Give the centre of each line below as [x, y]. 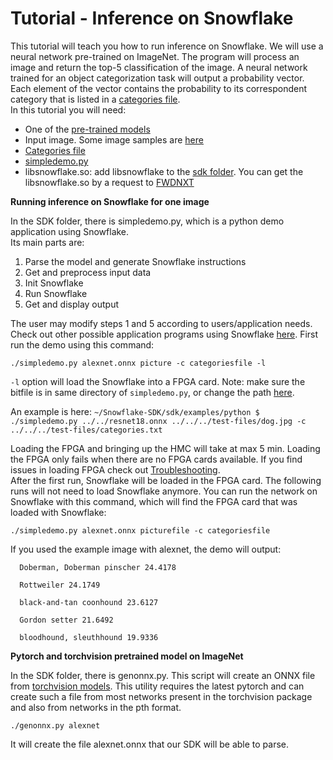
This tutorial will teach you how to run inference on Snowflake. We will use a [167, 46]
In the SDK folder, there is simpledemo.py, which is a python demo [147, 221]
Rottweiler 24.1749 [60, 585]
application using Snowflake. [70, 231]
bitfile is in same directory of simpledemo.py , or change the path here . [152, 392]
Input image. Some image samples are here [114, 139]
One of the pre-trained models [87, 129]
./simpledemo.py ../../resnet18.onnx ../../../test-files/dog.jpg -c [158, 421]
